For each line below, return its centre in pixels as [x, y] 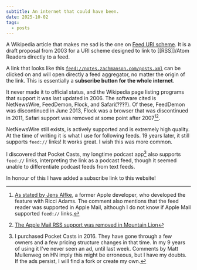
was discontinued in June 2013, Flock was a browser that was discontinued [97, 111]
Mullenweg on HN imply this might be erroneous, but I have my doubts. [100, 255]
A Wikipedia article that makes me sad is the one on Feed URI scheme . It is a [98, 45]
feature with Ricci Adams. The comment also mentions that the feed [96, 201]
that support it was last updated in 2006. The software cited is [81, 98]
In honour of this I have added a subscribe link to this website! [81, 178]
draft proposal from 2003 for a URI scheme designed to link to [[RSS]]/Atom [98, 51]
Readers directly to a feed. [38, 57]
